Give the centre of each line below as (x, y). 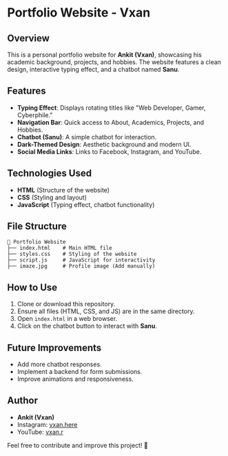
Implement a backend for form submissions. (80, 372)
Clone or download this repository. (66, 304)
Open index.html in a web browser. (67, 319)
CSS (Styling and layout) (52, 197)
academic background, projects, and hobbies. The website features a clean (114, 62)
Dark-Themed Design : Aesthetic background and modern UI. (104, 144)
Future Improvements (54, 347)
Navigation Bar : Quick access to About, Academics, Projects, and (111, 122)
